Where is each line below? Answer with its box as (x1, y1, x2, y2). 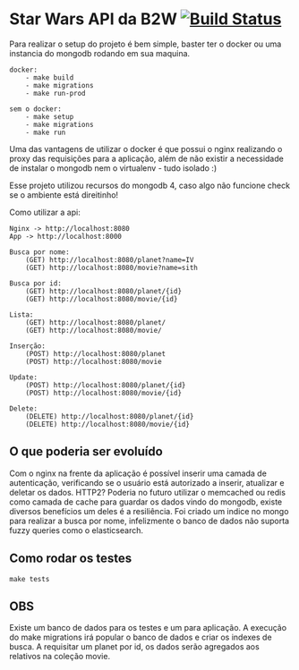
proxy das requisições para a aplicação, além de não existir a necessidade (9, 153, 284, 164)
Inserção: (9, 341, 47, 351)
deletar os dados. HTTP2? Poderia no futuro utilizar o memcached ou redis (9, 487, 286, 497)
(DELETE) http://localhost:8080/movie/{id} (25, 420, 191, 428)
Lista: (9, 310, 34, 319)
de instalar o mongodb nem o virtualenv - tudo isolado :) (9, 162, 218, 174)
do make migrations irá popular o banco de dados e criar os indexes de (9, 632, 272, 643)
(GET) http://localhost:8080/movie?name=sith (25, 263, 199, 272)
